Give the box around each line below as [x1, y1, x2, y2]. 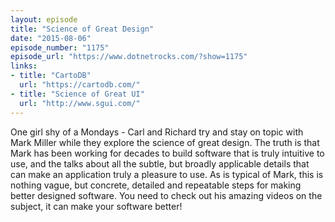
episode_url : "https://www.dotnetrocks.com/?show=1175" [10, 52, 248, 62]
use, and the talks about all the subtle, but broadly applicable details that [10, 157, 310, 170]
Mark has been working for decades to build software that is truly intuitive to [10, 147, 325, 159]
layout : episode [10, 14, 78, 25]
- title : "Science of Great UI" [10, 89, 145, 99]
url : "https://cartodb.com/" [19, 80, 141, 90]
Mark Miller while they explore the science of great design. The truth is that [10, 136, 320, 148]
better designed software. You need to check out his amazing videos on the [10, 189, 323, 201]
